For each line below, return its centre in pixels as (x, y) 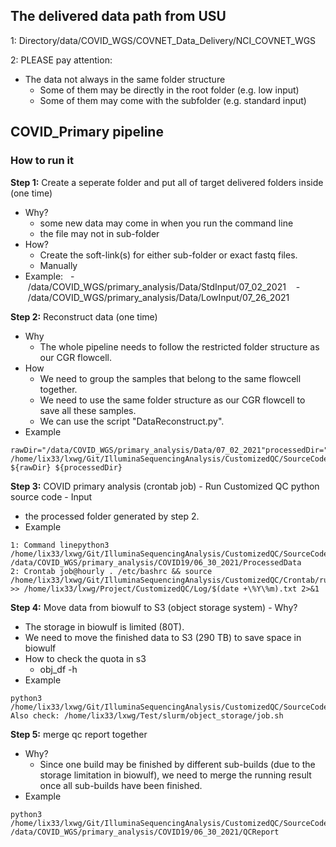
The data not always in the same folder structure (125, 79)
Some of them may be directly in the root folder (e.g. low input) (169, 90)
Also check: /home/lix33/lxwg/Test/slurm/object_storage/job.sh (147, 715)
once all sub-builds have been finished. (121, 785)
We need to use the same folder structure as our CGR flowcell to (172, 400)
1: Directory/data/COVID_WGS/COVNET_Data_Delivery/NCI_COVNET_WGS (163, 40)
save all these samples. (88, 410)
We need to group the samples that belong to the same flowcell (170, 378)
